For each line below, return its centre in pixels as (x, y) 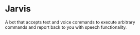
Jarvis (18, 9)
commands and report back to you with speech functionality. (66, 27)
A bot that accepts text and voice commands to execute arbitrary (70, 22)
